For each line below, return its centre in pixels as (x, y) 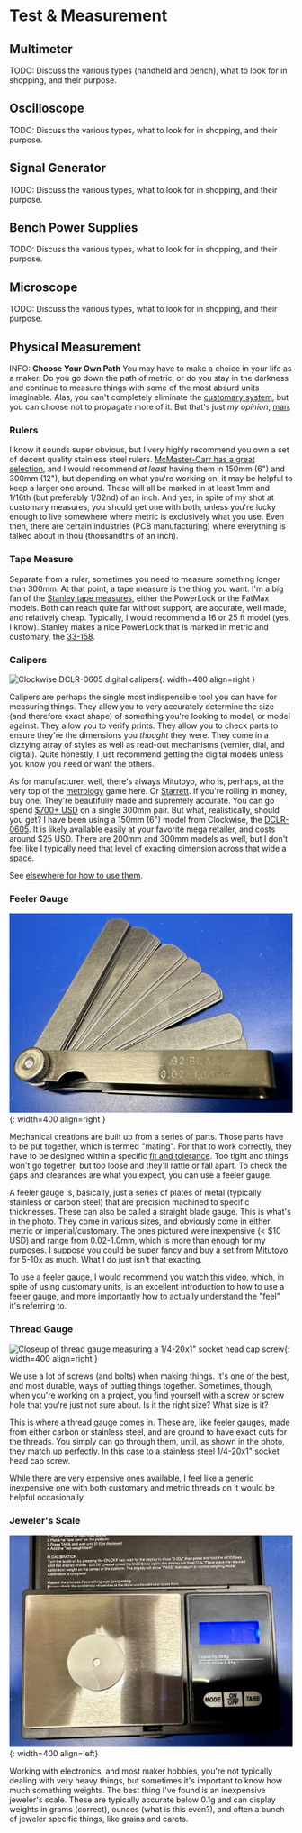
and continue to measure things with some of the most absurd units (134, 388)
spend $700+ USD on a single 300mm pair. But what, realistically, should (145, 810)
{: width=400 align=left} (54, 1753)
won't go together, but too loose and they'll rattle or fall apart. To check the (148, 1166)
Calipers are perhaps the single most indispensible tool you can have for (143, 697)
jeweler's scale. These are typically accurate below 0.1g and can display (142, 1800)
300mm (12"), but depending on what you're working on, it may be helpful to (151, 479)
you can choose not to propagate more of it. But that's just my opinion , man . (151, 407)
